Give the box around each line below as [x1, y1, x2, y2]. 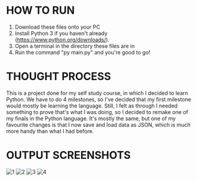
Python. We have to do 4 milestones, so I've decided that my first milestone [6, 96, 192, 103]
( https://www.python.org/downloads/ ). [14, 36, 110, 43]
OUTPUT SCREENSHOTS [6, 149, 131, 162]
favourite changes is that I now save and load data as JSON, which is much [6, 121, 190, 128]
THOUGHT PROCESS [6, 70, 111, 84]
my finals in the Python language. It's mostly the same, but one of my [6, 115, 176, 122]
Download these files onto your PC [14, 23, 101, 30]
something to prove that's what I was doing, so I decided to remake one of [6, 108, 189, 115]
